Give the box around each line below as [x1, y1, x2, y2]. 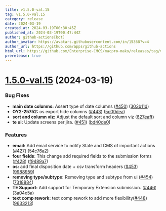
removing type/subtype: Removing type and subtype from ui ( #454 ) [12, 174, 153, 180]
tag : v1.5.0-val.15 [5, 12, 45, 17]
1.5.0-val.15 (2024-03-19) [5, 75, 114, 85]
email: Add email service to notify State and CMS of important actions [12, 143, 156, 149]
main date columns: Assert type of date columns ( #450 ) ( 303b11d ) [12, 103, 149, 109]
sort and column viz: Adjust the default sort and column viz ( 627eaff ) [12, 114, 154, 120]
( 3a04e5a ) [12, 190, 34, 196]
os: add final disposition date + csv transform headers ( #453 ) [12, 164, 138, 169]
